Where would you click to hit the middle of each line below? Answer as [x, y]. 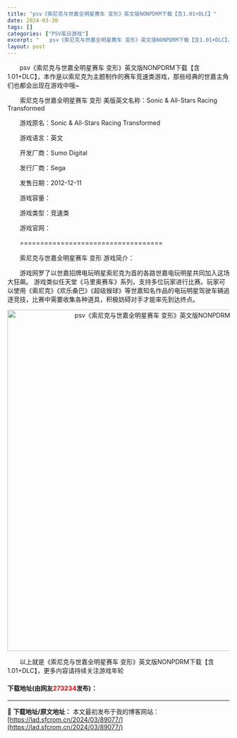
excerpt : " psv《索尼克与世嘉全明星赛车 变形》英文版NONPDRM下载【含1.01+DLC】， [120, 40]
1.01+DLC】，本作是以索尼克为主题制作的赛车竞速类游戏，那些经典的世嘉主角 [118, 76]
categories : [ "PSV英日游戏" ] [48, 34]
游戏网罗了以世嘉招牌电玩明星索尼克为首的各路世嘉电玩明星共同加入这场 [124, 273]
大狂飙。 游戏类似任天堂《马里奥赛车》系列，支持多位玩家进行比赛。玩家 [113, 282]
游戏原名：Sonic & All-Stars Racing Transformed [90, 123]
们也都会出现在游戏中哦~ [43, 85]
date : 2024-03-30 [33, 20]
